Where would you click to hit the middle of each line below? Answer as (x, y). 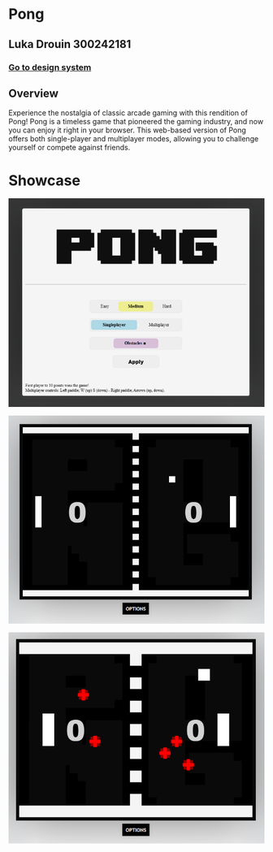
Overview (34, 93)
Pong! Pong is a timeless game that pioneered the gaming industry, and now (136, 122)
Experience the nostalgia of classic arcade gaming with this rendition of (128, 113)
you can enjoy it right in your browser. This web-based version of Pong (127, 130)
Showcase (45, 180)
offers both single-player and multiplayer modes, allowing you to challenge (134, 139)
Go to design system (50, 67)
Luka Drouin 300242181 (70, 44)
